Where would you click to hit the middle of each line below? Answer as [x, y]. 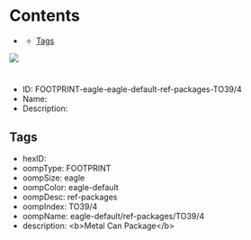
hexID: [34, 158]
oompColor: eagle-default [70, 187]
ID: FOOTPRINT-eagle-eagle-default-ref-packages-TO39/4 [132, 89]
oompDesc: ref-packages [70, 197]
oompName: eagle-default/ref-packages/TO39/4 [113, 216]
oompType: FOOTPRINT [67, 168]
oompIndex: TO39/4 [60, 206]
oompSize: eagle [54, 178]
